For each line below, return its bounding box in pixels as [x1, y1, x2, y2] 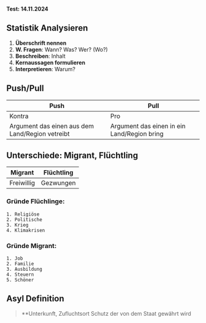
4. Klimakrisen [6, 227, 45, 233]
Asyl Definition [6, 294, 64, 304]
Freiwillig [9, 179, 36, 187]
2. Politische [6, 216, 43, 223]
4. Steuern [6, 271, 34, 278]
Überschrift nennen [15, 39, 67, 47]
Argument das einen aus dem [9, 122, 94, 130]
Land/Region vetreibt [9, 129, 70, 138]
